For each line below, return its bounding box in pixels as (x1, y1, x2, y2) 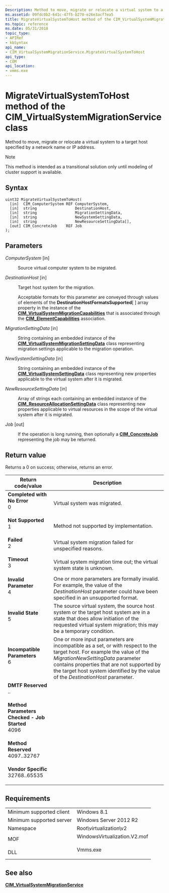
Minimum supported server (8, 817, 72, 824)
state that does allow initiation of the (53, 615, 139, 622)
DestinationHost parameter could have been (53, 588, 158, 595)
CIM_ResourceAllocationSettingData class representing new (18, 401, 146, 407)
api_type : (5, 54, 26, 59)
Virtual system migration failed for (53, 539, 134, 546)
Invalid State (8, 609, 39, 616)
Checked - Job (8, 714, 45, 721)
